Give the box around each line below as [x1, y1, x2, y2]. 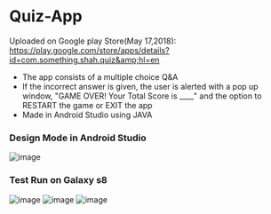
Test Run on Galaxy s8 [9, 174, 108, 186]
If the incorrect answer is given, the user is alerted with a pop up [21, 81, 259, 91]
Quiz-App [9, 6, 83, 27]
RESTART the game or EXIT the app [21, 99, 153, 110]
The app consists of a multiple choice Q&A [21, 71, 179, 82]
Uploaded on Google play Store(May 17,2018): [9, 36, 177, 46]
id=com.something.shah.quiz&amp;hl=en [9, 54, 160, 65]
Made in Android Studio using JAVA [21, 109, 153, 120]
